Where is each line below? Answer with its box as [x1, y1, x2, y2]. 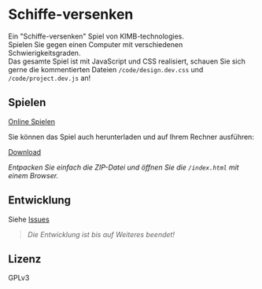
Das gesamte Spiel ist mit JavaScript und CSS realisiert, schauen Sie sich [8, 57, 246, 66]
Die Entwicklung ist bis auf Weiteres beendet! [27, 229, 175, 239]
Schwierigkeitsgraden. [8, 48, 81, 57]
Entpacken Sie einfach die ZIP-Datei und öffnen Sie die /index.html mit [8, 163, 239, 172]
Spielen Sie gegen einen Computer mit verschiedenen [8, 39, 183, 49]
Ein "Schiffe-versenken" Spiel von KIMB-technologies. [8, 31, 185, 41]
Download [8, 147, 42, 156]
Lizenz [8, 252, 42, 265]
